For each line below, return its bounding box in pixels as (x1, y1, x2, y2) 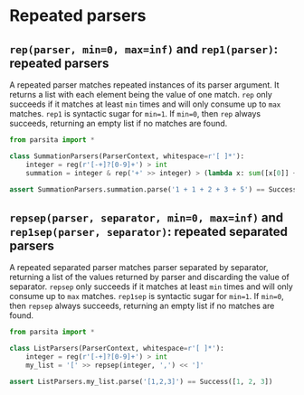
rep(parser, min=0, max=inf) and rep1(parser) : (9, 42, 279, 57)
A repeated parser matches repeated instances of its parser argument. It (9, 80, 280, 90)
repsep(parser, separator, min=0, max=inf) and (9, 210, 283, 225)
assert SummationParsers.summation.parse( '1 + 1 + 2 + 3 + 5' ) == (9, 184, 265, 194)
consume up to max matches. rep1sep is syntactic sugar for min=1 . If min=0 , (9, 291, 284, 302)
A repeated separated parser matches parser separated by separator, (9, 262, 269, 273)
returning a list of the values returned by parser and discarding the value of (9, 272, 290, 283)
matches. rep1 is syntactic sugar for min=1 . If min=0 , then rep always (9, 108, 261, 118)
